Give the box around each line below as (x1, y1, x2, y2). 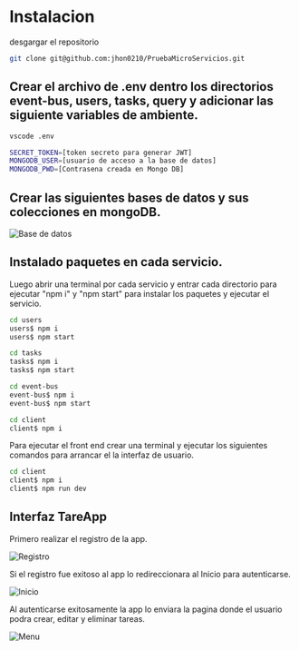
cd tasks (9, 349, 43, 358)
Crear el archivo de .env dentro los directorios (9, 79, 274, 94)
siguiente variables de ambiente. (9, 107, 198, 123)
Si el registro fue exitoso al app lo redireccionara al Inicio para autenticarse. (9, 568, 292, 579)
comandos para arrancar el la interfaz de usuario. (9, 449, 195, 460)
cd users (9, 315, 43, 324)
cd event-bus (9, 382, 59, 391)
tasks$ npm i (9, 357, 59, 367)
